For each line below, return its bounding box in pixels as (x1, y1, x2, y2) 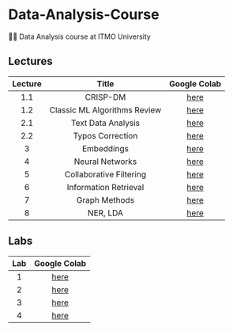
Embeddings (81, 143, 129, 154)
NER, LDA (87, 207, 124, 219)
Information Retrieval (66, 181, 145, 192)
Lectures (8, 55, 53, 68)
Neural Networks (73, 156, 137, 167)
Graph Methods (76, 194, 135, 205)
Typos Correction (73, 130, 138, 141)
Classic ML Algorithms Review (49, 105, 162, 116)
